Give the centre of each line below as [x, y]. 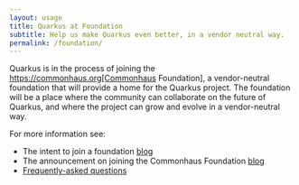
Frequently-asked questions [75, 171]
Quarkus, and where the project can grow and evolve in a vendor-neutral [145, 107]
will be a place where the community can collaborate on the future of [138, 97]
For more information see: [57, 134]
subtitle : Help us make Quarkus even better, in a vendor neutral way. [147, 34]
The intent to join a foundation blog [88, 152]
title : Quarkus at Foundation [66, 26]
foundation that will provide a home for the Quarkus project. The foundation [150, 88]
